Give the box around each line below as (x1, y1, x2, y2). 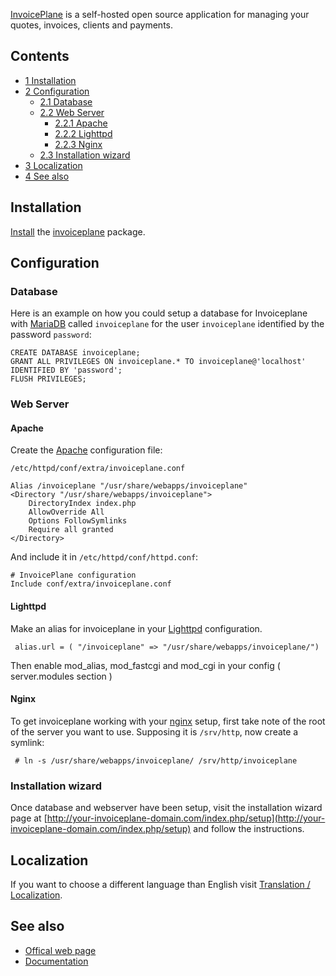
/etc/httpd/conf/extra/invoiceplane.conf (10, 464, 186, 474)
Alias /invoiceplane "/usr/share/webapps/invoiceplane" (10, 481, 248, 491)
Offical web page (24, 944, 97, 956)
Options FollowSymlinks (28, 516, 128, 526)
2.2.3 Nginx (54, 138, 103, 150)
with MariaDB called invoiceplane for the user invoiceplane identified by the (10, 318, 325, 330)
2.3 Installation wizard (39, 149, 131, 161)
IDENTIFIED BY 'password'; (10, 365, 123, 376)
